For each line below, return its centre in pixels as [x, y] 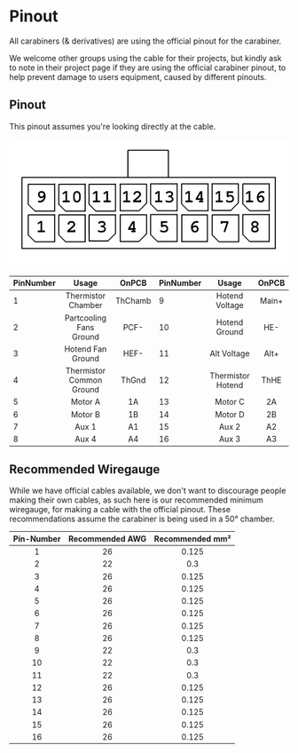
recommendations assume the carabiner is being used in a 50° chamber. [142, 519]
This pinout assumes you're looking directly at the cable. [113, 126]
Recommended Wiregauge [85, 469]
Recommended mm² [192, 538]
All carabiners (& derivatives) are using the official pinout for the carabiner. [145, 41]
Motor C [230, 402]
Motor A [85, 402]
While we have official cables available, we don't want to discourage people [148, 491]
